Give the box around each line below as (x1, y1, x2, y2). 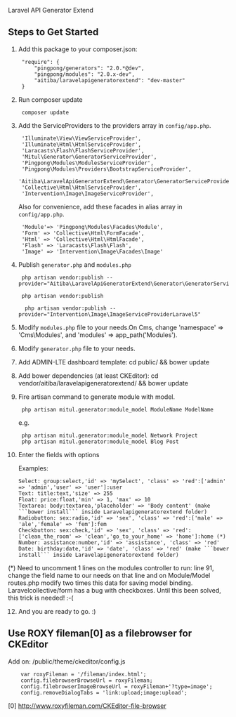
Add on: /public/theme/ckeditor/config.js (8, 657, 126, 666)
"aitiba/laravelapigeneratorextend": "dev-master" (34, 77, 185, 84)
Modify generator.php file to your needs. (18, 344, 136, 353)
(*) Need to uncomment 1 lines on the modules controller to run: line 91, (8, 563, 214, 572)
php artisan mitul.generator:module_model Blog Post (21, 438, 179, 445)
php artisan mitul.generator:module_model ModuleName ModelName (21, 406, 214, 413)
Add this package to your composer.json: (18, 45, 138, 53)
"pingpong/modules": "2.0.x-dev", (34, 70, 136, 78)
